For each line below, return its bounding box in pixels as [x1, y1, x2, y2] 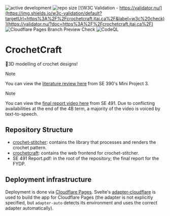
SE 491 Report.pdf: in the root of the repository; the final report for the [12, 155, 159, 161]
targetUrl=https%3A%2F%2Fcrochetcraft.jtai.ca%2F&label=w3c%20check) [5, 16, 165, 21]
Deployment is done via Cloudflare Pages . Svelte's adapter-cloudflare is [5, 189, 156, 195]
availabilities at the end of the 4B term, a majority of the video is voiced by [5, 105, 161, 112]
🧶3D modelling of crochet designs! [5, 61, 78, 67]
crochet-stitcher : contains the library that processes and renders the [12, 139, 156, 145]
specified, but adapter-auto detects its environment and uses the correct [5, 199, 158, 205]
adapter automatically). [5, 205, 54, 211]
